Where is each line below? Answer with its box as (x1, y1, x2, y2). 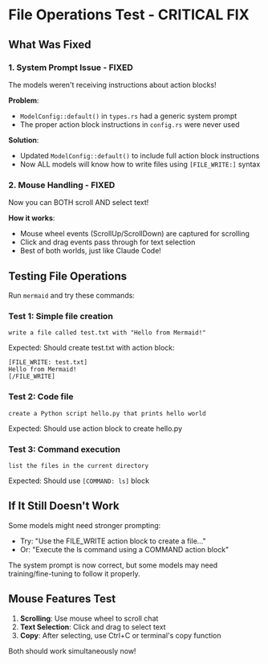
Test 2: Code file (8, 391, 74, 403)
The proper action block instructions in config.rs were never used (19, 119, 240, 129)
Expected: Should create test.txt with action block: (8, 343, 175, 353)
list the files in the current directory (8, 461, 149, 469)
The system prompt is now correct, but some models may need (8, 560, 218, 570)
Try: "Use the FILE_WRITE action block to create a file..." (19, 536, 206, 546)
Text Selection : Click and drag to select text (19, 621, 166, 632)
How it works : (8, 213, 55, 223)
